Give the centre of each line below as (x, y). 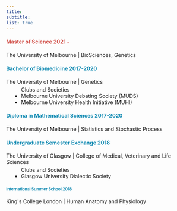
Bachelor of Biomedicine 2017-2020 (52, 68)
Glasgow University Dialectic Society (66, 177)
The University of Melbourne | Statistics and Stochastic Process (84, 129)
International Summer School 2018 (39, 189)
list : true (20, 23)
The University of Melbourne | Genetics (54, 81)
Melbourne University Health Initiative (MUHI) (77, 102)
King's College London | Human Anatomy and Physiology (76, 201)
